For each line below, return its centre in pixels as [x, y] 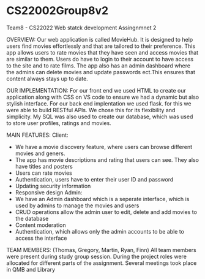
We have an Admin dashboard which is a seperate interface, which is [102, 199]
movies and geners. [40, 153]
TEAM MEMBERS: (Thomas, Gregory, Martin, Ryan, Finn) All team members [102, 250]
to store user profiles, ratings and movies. [59, 123]
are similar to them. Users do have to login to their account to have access [100, 59]
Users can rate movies [43, 173]
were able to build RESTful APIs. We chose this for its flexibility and [91, 110]
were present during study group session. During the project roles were [96, 256]
